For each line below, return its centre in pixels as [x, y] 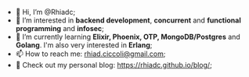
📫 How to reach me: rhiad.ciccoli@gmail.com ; [90, 54]
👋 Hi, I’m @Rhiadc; [45, 12]
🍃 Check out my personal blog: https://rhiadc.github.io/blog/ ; [114, 65]
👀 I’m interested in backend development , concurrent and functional [128, 20]
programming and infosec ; [60, 28]
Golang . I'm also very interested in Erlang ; [84, 45]
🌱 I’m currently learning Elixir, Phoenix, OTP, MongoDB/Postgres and [128, 37]
